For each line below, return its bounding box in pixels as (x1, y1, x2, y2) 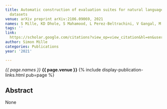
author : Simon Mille (5, 40, 48, 45)
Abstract (5, 86, 33, 95)
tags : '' (5, 26, 23, 31)
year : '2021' (5, 49, 32, 54)
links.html (5, 72, 25, 78)
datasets (9, 12, 28, 17)
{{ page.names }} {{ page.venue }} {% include (5, 66, 101, 72)
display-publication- (101, 66, 143, 72)
